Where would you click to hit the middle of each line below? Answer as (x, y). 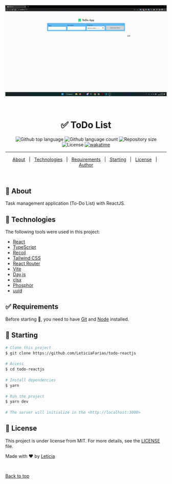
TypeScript (24, 247)
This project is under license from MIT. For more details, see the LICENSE (83, 440)
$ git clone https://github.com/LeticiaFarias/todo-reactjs (71, 353)
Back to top (17, 476)
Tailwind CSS (27, 258)
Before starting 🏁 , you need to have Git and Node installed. (67, 319)
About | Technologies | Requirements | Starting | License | (85, 160)
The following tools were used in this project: (53, 232)
